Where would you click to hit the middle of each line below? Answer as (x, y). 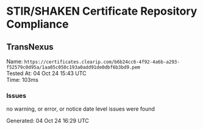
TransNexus (30, 47)
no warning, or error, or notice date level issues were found (81, 109)
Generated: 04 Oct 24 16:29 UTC (48, 121)
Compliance (37, 24)
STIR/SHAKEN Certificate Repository (102, 11)
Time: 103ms (22, 80)
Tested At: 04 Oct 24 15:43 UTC (46, 73)
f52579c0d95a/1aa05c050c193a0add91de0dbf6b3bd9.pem (73, 67)
